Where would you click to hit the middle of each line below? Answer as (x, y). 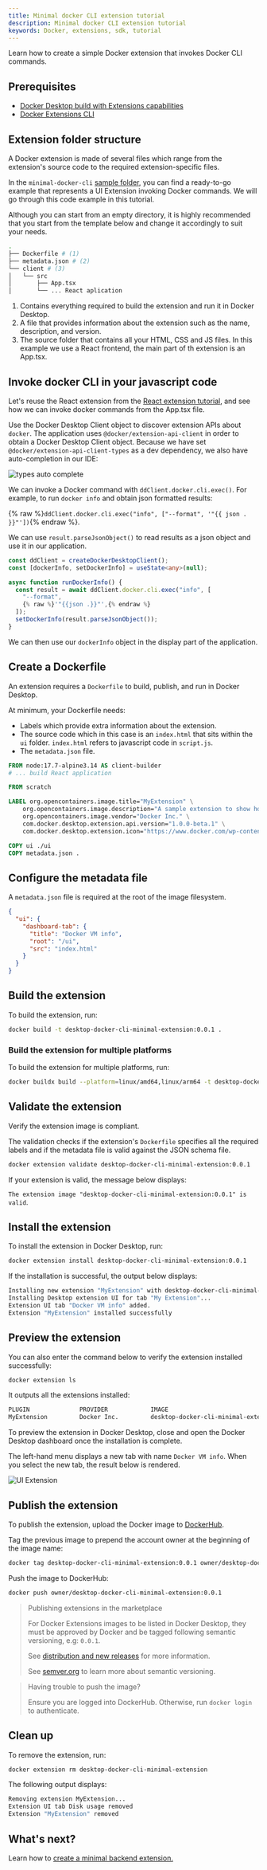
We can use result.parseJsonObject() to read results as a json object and (130, 537)
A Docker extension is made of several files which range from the (115, 159)
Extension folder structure (75, 139)
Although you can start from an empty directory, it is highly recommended (130, 215)
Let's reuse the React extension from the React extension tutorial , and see (129, 401)
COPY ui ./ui (30, 845)
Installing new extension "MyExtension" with (85, 1291)
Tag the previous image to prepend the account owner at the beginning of (129, 1540)
